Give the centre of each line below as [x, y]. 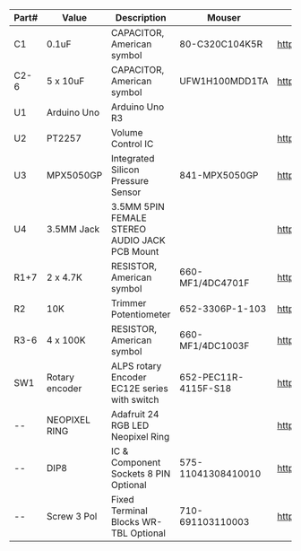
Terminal [129, 511]
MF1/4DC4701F [214, 283]
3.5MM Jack [73, 229]
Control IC [132, 144]
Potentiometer [141, 315]
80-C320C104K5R [221, 44]
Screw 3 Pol [72, 516]
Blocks [125, 522]
